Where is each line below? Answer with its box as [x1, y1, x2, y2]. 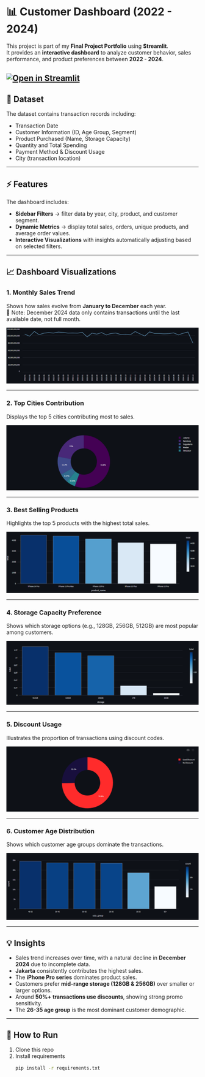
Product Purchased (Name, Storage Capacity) [15, 135, 131, 143]
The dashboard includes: [6, 198, 69, 205]
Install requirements [15, 1052, 65, 1060]
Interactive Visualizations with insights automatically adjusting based [15, 236, 192, 243]
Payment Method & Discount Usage [15, 148, 105, 156]
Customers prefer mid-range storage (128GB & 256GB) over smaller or [15, 980, 195, 988]
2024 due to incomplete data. [15, 961, 90, 968]
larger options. [15, 987, 52, 994]
